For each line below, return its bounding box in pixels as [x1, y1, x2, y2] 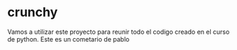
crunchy [7, 4, 58, 20]
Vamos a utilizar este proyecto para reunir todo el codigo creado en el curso [7, 27, 230, 36]
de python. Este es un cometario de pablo [7, 35, 130, 43]
